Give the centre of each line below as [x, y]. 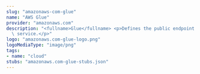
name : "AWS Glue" [28, 17]
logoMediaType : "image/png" [41, 45]
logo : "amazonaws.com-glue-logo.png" [53, 39]
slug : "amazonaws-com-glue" [41, 12]
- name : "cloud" [26, 56]
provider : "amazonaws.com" [40, 23]
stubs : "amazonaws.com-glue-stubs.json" [58, 61]
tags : [13, 51]
